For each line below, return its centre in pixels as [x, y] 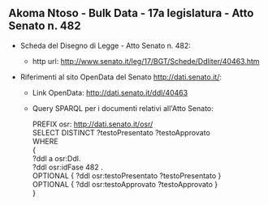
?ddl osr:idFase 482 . [67, 167]
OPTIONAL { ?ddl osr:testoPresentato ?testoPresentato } [127, 175]
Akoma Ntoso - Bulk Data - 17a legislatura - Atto [131, 13]
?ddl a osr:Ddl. [56, 158]
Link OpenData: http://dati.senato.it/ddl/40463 [110, 92]
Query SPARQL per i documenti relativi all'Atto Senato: [123, 108]
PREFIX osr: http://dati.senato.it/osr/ [93, 124]
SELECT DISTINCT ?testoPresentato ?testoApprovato [121, 132]
